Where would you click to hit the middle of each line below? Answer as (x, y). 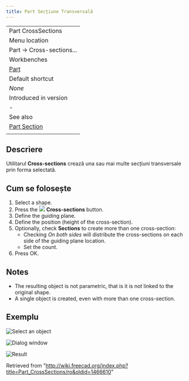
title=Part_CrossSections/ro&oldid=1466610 (59, 372)
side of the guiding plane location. (65, 241)
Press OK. (27, 253)
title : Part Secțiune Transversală (50, 11)
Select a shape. (33, 203)
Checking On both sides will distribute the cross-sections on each (103, 235)
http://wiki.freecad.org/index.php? (87, 365)
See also (21, 117)
